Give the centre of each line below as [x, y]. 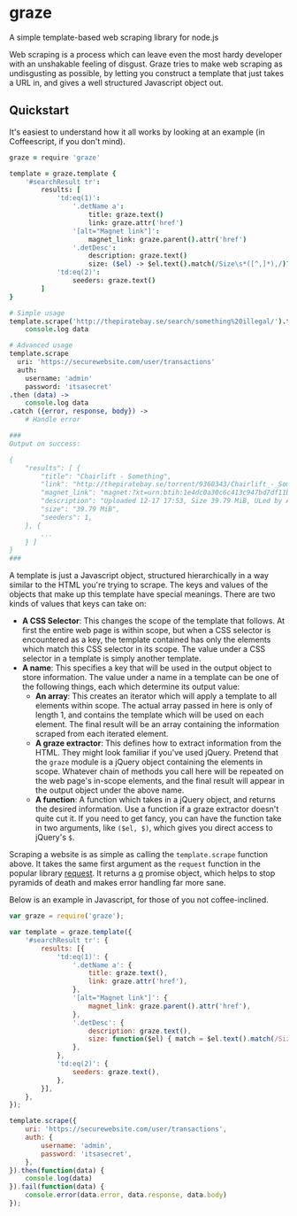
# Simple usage [37, 313]
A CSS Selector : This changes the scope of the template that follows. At [153, 621]
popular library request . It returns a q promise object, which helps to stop [142, 873]
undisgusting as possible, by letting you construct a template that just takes [147, 73]
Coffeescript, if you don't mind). [67, 141]
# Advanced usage [41, 345]
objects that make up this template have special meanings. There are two [142, 594]
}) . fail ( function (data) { [57, 1187]
